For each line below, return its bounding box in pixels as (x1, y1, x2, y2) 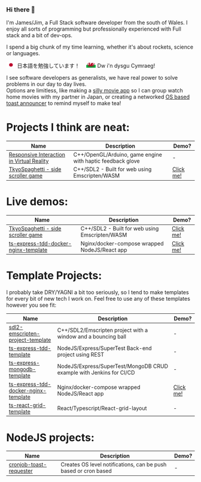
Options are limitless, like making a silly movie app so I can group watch (6, 87, 184, 94)
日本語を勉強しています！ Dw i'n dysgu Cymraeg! (17, 62, 156, 70)
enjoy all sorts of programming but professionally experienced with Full (6, 25, 181, 32)
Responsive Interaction (8, 151, 66, 158)
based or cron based (60, 468, 112, 475)
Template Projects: (6, 269, 102, 283)
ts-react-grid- (8, 402, 46, 409)
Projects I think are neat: (6, 121, 130, 134)
